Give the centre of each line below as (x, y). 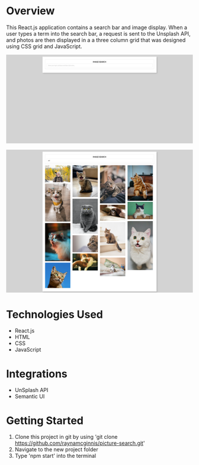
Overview (31, 11)
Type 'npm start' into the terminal (55, 456)
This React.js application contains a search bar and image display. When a (97, 27)
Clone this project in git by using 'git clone (66, 437)
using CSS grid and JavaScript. (44, 46)
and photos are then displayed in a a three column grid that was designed (96, 40)
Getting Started (45, 420)
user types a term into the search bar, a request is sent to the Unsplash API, (98, 33)
